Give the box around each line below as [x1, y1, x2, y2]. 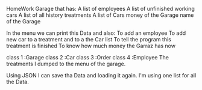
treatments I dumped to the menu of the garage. [6, 60, 126, 67]
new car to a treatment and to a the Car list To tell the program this [6, 36, 172, 43]
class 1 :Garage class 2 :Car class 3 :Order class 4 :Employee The [6, 54, 169, 61]
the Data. [6, 78, 29, 85]
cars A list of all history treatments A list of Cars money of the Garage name [6, 11, 194, 19]
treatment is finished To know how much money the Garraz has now [6, 42, 176, 49]
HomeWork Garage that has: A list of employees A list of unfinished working [6, 5, 195, 12]
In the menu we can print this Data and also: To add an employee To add [6, 29, 186, 37]
